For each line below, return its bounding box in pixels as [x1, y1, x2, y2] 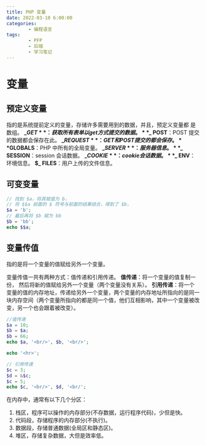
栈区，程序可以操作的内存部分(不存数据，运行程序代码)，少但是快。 [15, 409, 186, 416]
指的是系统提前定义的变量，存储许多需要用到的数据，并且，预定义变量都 [6, 121, 189, 128]
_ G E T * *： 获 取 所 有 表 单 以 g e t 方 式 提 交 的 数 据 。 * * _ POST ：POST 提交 [23, 128, 200, 136]
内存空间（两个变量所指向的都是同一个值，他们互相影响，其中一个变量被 [11, 296, 194, 304]
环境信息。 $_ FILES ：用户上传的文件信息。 [6, 159, 116, 166]
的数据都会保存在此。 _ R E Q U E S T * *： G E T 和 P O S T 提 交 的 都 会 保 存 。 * [6, 136, 182, 144]
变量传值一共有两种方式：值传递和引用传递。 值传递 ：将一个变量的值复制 [6, 273, 191, 281]
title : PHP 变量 [6, 9, 46, 15]
